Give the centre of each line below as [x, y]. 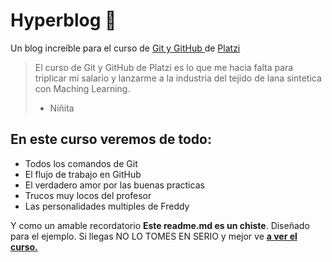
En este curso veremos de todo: [111, 139]
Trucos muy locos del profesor [88, 195]
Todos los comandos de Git [81, 163]
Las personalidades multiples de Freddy [107, 206]
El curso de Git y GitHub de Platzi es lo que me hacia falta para [164, 67]
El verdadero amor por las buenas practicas [114, 185]
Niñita [62, 108]
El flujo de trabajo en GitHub [83, 174]
